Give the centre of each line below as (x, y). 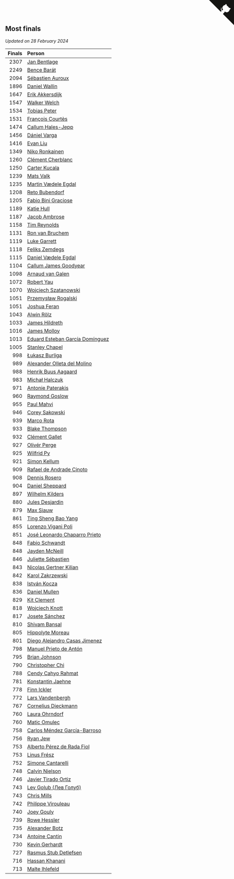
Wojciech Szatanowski (54, 290)
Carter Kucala (43, 168)
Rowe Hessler (43, 820)
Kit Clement (41, 600)
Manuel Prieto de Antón (55, 649)
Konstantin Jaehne (49, 681)
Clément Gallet (44, 436)
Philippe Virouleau (48, 804)
